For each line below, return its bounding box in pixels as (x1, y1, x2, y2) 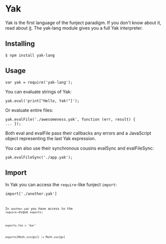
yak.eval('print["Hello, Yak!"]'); (5, 98, 80, 103)
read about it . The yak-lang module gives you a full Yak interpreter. (5, 25, 143, 31)
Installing (5, 40, 35, 48)
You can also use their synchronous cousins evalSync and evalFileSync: (5, 145, 154, 151)
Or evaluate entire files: (5, 107, 54, 113)
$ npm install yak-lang (5, 53, 55, 58)
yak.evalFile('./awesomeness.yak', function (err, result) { (5, 116, 136, 122)
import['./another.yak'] (5, 191, 57, 196)
